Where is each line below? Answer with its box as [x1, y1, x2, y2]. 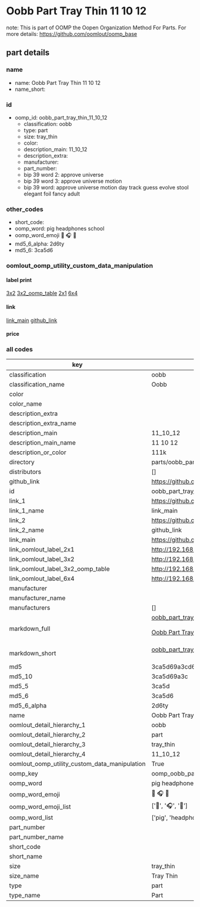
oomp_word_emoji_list [9, 802, 71, 811]
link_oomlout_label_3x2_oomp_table [9, 565, 110, 573]
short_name [9, 853, 43, 861]
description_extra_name [9, 419, 76, 428]
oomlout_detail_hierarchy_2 [9, 731, 86, 739]
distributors [9, 468, 42, 476]
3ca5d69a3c [151, 672, 189, 681]
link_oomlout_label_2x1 [9, 546, 75, 554]
